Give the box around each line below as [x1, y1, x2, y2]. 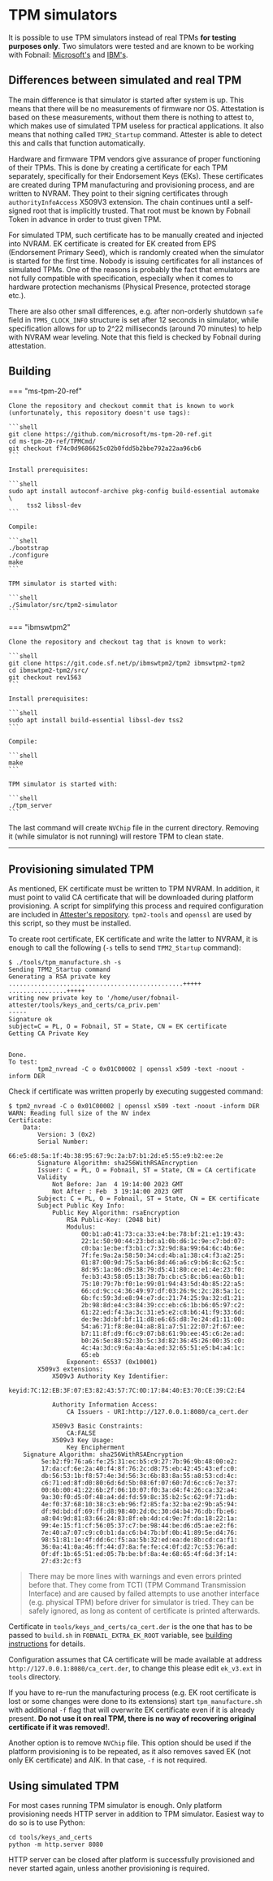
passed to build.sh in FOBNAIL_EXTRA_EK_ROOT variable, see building [8, 1631, 233, 1640]
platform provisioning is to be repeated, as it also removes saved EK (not [8, 1747, 251, 1757]
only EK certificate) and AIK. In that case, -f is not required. [8, 1755, 207, 1765]
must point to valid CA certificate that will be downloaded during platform [8, 892, 253, 903]
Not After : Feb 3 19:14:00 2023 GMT [51, 1188, 184, 1196]
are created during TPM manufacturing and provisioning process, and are [8, 180, 255, 189]
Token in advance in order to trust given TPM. [8, 214, 162, 224]
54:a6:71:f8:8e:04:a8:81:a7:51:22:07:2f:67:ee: [80, 1323, 245, 1331]
